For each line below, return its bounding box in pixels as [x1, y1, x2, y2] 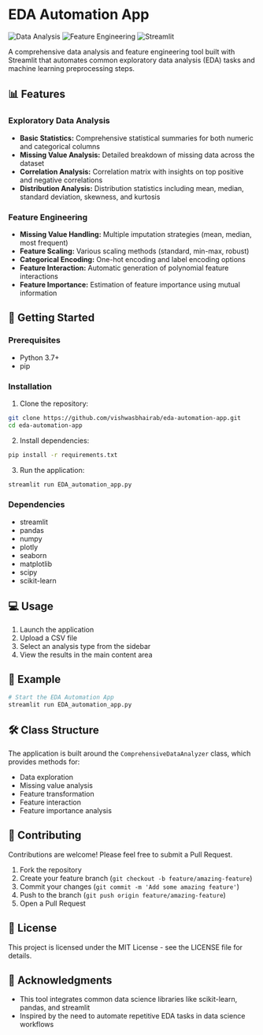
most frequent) [19, 238, 69, 247]
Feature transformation [19, 789, 94, 798]
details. [8, 951, 32, 960]
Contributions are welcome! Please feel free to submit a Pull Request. [8, 849, 233, 859]
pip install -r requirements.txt [8, 451, 118, 459]
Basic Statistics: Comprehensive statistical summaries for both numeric [19, 133, 254, 143]
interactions [19, 271, 59, 281]
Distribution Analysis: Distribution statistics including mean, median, [19, 183, 244, 193]
